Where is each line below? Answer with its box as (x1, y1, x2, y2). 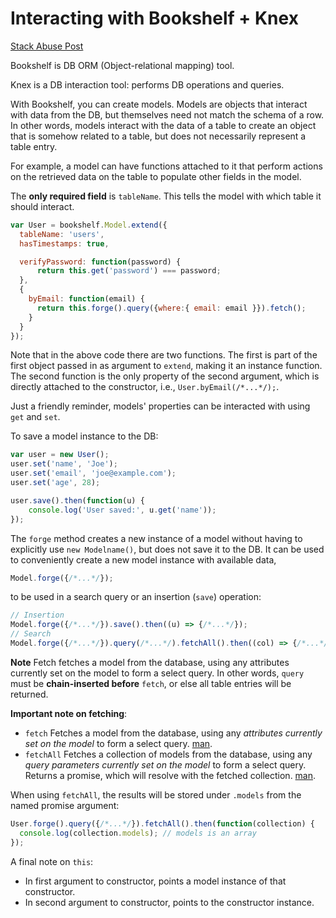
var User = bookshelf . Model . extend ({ (10, 220, 168, 230)
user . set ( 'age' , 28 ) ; (10, 478, 101, 488)
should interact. (10, 200, 75, 212)
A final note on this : (10, 855, 94, 867)
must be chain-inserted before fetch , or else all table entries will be (10, 677, 292, 689)
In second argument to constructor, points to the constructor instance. (24, 896, 315, 908)
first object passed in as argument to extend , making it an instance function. (10, 360, 323, 372)
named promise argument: (10, 799, 120, 811)
